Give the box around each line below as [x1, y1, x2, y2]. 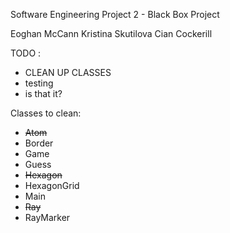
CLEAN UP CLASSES [24, 67, 112, 78]
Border [24, 137, 54, 149]
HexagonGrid [24, 180, 80, 191]
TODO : [10, 47, 42, 59]
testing [24, 77, 54, 89]
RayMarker [24, 212, 71, 223]
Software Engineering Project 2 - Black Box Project [10, 9, 220, 20]
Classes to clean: [10, 107, 82, 119]
